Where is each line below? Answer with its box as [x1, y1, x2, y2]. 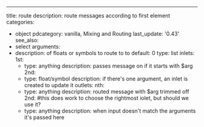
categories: [6, 19, 35, 25]
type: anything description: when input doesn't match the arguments [24, 107, 196, 114]
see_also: [15, 37, 39, 44]
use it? [24, 101, 41, 108]
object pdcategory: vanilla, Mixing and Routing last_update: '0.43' [15, 30, 180, 37]
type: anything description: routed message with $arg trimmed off [24, 88, 189, 95]
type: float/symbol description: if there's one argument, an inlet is [24, 75, 188, 82]
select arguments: [15, 43, 61, 50]
